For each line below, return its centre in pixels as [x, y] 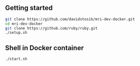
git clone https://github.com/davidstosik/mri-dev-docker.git [70, 19]
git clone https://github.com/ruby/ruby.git [51, 28]
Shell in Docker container [44, 48]
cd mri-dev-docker [24, 24]
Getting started [29, 8]
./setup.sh [16, 33]
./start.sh [16, 59]
